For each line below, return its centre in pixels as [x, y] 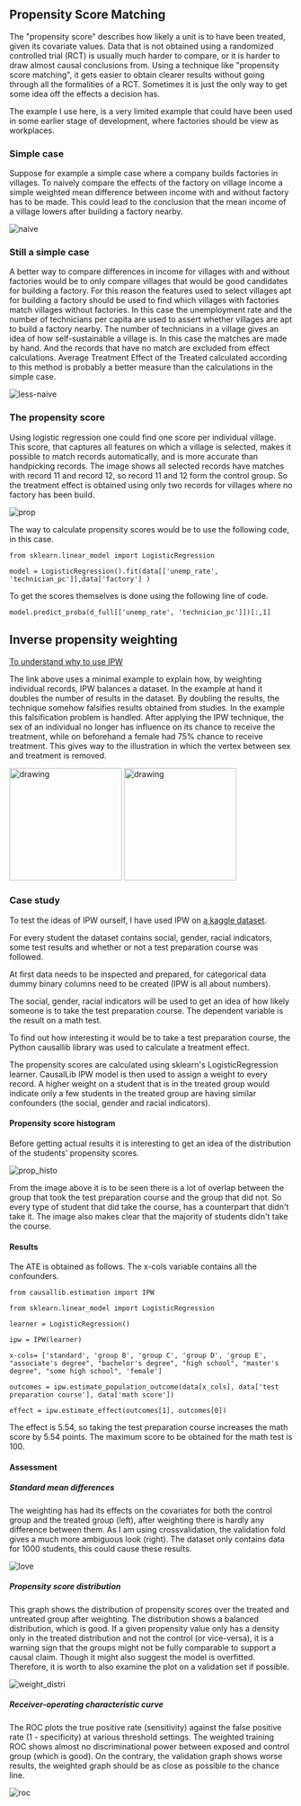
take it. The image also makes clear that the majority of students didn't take [149, 1217]
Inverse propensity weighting [93, 640]
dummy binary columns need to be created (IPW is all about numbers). [140, 983]
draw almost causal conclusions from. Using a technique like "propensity [145, 65]
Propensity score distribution [65, 1587]
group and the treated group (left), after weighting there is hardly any [137, 1520]
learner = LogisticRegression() [70, 1324]
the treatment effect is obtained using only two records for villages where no [151, 485]
